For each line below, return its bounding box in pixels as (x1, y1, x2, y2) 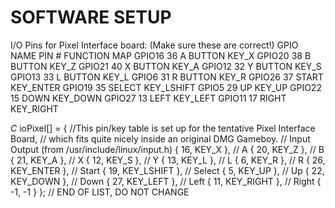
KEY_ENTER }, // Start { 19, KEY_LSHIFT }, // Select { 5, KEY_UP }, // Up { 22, (10, 164, 325, 176)
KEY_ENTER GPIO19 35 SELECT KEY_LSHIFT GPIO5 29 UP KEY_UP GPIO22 (10, 81, 322, 93)
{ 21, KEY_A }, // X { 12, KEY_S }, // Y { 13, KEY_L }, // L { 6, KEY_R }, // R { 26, (10, 154, 326, 166)
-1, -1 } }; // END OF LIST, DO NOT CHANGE (10, 186, 190, 198)
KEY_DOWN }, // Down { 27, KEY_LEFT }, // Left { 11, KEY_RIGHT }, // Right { (10, 175, 322, 187)
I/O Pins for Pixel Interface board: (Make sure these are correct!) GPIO (10, 39, 299, 51)
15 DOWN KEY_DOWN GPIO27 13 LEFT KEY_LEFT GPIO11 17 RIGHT (10, 92, 287, 104)
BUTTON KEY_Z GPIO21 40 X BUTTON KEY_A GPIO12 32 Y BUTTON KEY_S (10, 60, 322, 72)
